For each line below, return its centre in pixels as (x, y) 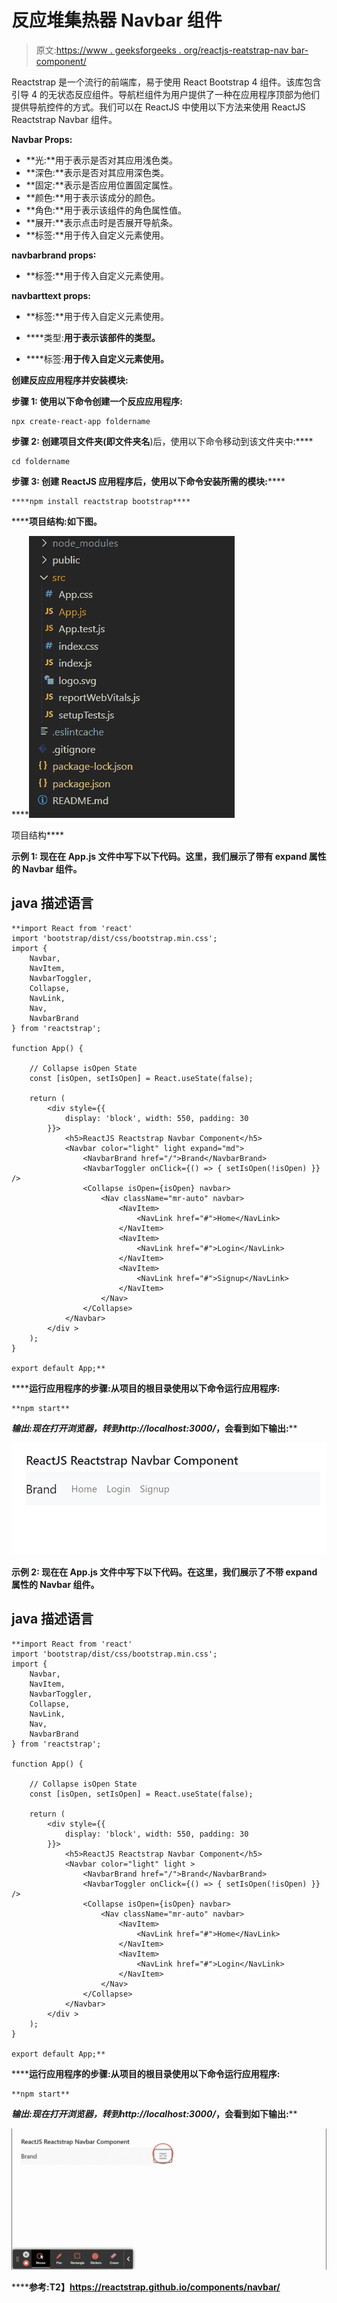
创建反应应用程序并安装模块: (70, 380)
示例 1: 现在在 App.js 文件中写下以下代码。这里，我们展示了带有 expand (159, 856)
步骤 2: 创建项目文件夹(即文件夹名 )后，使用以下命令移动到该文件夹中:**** (162, 441)
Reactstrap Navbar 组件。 (64, 119)
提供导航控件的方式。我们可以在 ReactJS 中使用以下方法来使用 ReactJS (158, 107)
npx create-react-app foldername (81, 421)
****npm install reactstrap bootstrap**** (101, 501)
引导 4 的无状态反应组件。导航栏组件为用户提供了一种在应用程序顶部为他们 (165, 94)
